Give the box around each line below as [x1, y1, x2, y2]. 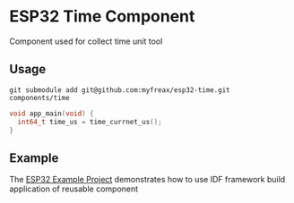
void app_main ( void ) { [9, 109, 94, 118]
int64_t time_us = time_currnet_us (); [17, 117, 163, 126]
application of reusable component [9, 183, 139, 194]
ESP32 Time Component [9, 6, 195, 27]
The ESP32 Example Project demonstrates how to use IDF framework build [9, 174, 286, 185]
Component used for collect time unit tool [9, 36, 163, 47]
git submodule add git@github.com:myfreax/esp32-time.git [9, 85, 230, 95]
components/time [9, 93, 70, 102]
